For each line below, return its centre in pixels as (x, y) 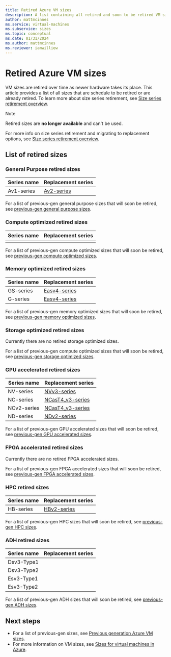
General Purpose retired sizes (43, 169)
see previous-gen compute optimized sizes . (51, 256)
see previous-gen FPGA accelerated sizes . (50, 474)
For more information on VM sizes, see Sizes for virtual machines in (83, 644)
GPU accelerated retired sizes (43, 370)
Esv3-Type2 (23, 587)
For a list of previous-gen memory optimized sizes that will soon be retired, (84, 311)
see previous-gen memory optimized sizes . (51, 317)
